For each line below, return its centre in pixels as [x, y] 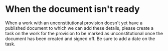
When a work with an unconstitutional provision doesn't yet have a [74, 23]
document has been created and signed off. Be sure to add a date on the [80, 39]
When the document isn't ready [72, 9]
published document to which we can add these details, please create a [79, 28]
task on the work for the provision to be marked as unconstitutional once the [84, 33]
